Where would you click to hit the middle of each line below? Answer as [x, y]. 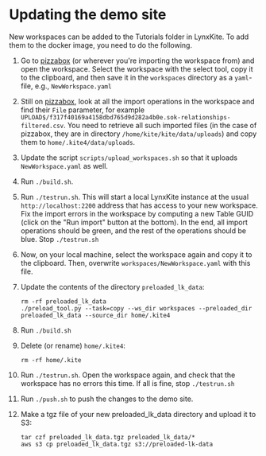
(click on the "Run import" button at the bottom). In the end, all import [134, 222]
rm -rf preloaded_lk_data [63, 301]
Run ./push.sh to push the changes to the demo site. [107, 399]
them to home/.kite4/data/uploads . [78, 142]
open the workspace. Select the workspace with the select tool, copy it [137, 68]
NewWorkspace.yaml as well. [64, 166]
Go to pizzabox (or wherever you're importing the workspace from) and [137, 60]
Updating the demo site [88, 15]
